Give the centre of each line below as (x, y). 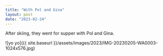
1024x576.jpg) (20, 48)
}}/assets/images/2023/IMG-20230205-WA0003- (106, 43)
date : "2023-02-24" (26, 19)
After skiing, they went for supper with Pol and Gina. (60, 33)
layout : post (19, 14)
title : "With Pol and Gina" (35, 10)
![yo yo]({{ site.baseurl (29, 43)
